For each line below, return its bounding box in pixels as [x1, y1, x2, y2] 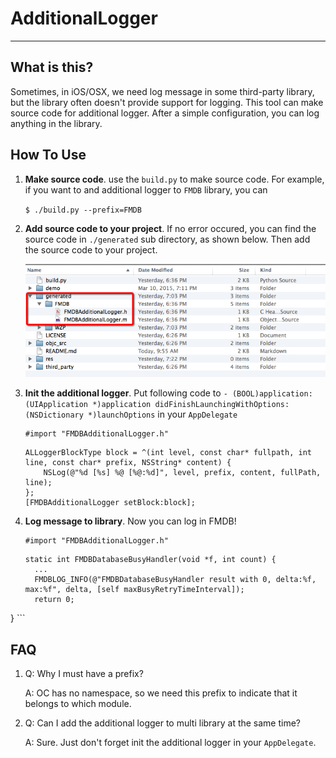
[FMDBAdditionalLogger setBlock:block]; [24, 498, 196, 508]
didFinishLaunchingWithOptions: [154, 400, 290, 410]
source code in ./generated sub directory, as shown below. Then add [24, 233, 311, 245]
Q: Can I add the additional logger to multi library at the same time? [24, 717, 302, 729]
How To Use [10, 147, 87, 164]
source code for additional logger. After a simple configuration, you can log [10, 107, 320, 119]
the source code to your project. [24, 243, 158, 256]
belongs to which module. [24, 698, 132, 710]
